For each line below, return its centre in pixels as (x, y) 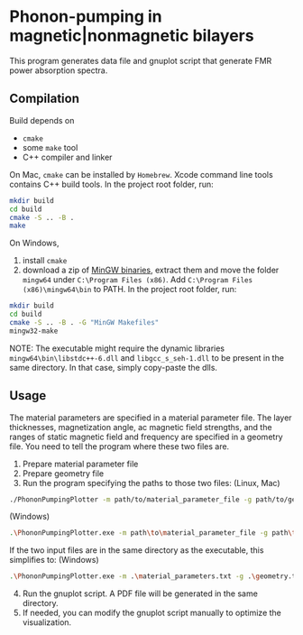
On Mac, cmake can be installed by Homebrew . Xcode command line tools (141, 174)
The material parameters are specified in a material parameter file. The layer (151, 418)
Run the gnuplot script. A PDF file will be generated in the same (140, 594)
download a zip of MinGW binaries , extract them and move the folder (151, 270)
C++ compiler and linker (67, 157)
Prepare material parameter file (80, 464)
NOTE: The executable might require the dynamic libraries (117, 348)
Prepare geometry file (63, 473)
